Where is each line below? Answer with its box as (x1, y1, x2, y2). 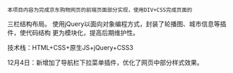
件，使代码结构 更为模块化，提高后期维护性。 (7, 29, 139, 36)
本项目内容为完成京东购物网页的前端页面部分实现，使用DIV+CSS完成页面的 (7, 6, 193, 13)
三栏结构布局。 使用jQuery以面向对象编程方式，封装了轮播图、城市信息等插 (7, 20, 227, 28)
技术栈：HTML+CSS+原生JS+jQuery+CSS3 (7, 44, 134, 51)
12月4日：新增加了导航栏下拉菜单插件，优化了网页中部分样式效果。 (7, 58, 203, 67)
